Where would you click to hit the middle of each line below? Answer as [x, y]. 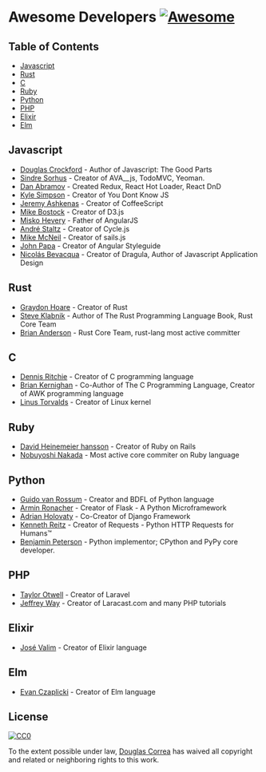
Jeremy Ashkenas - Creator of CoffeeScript [91, 203]
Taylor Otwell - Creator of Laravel [75, 594]
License [28, 717]
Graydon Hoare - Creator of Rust [73, 307]
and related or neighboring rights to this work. [84, 760]
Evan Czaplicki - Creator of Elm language [87, 691]
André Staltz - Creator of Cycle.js [75, 228]
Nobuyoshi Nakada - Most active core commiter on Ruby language [129, 455]
